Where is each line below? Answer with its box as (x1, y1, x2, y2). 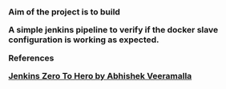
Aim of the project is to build (8, 6, 120, 17)
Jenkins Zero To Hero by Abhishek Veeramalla (8, 71, 192, 82)
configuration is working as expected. (8, 34, 159, 45)
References (8, 52, 54, 64)
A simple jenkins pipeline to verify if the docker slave (8, 25, 219, 36)
